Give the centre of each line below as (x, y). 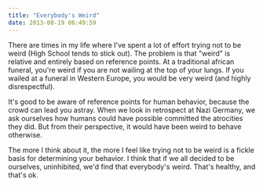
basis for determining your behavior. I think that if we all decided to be (121, 158)
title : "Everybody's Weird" (54, 15)
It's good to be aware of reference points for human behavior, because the (129, 102)
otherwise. (26, 134)
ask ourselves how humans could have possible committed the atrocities (126, 118)
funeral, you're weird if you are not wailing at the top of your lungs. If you (126, 70)
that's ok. (23, 175)
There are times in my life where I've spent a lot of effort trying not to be (125, 45)
